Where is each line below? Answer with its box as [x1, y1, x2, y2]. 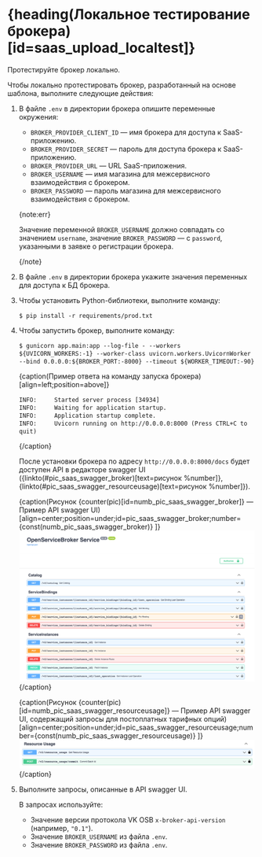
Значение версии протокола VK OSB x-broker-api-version [30, 815, 226, 824]
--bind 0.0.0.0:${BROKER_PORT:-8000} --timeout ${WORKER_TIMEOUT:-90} [18, 357, 255, 365]
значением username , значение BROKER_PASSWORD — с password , [18, 233, 223, 242]
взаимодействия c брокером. [30, 177, 130, 187]
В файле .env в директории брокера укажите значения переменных [18, 272, 248, 281]
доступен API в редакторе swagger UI [18, 464, 146, 474]
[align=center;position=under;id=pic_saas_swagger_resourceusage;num [18, 722, 254, 733]
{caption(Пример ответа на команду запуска [18, 371, 169, 381]
